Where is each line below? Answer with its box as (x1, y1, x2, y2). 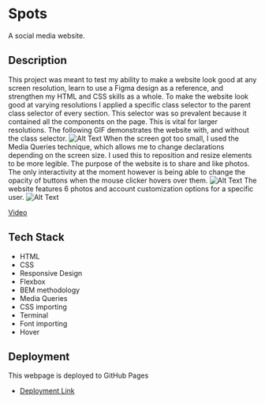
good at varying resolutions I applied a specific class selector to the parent (8, 100, 251, 109)
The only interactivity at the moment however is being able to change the (8, 167, 246, 176)
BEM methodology (19, 285, 80, 295)
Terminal (19, 310, 49, 320)
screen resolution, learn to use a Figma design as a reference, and (8, 83, 223, 92)
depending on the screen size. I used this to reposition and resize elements (8, 150, 252, 160)
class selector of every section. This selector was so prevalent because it (8, 108, 247, 118)
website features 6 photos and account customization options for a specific (8, 183, 254, 194)
